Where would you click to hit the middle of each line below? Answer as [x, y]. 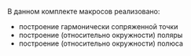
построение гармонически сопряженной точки [98, 26]
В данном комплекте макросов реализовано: [84, 11]
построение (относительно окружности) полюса [101, 43]
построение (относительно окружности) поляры [101, 35]
